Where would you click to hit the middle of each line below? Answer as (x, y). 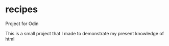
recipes (22, 9)
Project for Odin (22, 24)
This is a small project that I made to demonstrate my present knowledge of (85, 33)
